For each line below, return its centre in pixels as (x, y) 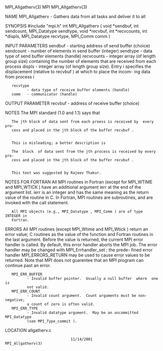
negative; (15, 300)
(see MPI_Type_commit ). (52, 321)
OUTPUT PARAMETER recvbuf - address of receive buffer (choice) (72, 103)
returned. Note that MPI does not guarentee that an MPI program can (74, 260)
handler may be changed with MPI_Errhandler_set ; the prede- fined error (79, 250)
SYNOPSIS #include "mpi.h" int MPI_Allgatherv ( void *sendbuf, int (72, 26)
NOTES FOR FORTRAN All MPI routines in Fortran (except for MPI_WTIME (79, 182)
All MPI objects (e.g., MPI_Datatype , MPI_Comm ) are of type (77, 212)
